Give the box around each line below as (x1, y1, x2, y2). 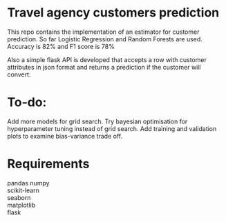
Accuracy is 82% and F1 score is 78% (7, 42, 115, 50)
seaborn (7, 193, 31, 201)
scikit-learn (7, 186, 39, 194)
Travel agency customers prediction (7, 5, 220, 21)
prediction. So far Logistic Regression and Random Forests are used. (7, 34, 203, 43)
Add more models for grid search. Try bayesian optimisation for (7, 117, 188, 125)
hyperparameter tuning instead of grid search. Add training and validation (7, 124, 217, 132)
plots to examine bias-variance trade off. (7, 132, 123, 140)
